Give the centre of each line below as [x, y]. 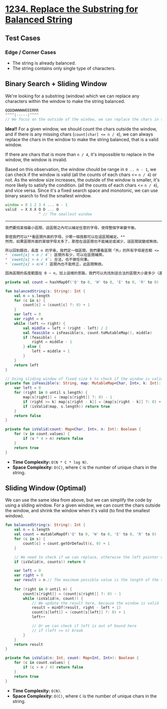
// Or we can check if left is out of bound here [84, 626]
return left [26, 365]
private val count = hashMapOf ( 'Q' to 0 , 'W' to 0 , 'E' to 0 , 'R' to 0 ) [82, 282]
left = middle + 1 [51, 352]
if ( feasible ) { [40, 337]
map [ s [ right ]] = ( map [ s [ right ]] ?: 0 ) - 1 [68, 397]
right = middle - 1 [52, 342]
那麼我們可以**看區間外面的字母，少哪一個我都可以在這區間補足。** [65, 237]
